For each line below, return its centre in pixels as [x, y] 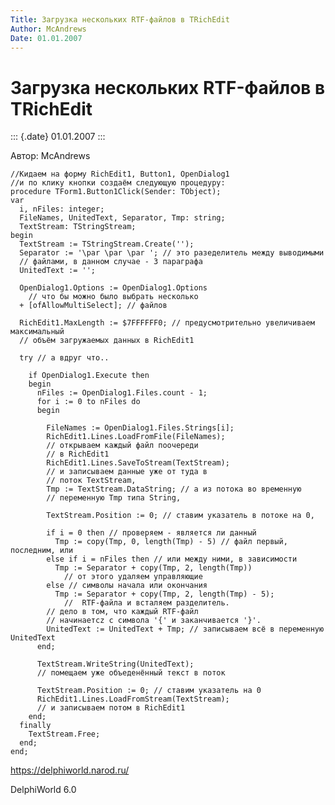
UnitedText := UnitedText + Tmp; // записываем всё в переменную [185, 629]
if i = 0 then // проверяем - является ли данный [151, 533]
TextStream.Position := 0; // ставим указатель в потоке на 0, [180, 516]
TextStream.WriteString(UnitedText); [115, 664]
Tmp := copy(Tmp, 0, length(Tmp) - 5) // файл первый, [171, 542]
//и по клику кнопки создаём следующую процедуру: [118, 183]
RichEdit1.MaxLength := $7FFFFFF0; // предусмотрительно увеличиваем [167, 323]
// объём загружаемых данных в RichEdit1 [107, 341]
